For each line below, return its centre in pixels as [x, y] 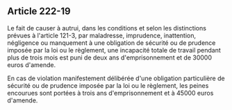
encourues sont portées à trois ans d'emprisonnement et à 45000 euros [110, 93]
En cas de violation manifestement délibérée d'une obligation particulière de [116, 78]
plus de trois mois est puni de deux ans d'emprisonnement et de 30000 [109, 57]
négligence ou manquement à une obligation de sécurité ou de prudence [111, 43]
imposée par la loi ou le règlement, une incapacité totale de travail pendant [114, 50]
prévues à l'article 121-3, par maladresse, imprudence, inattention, [102, 35]
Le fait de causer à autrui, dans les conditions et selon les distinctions [107, 28]
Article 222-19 [39, 11]
